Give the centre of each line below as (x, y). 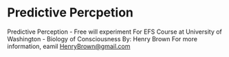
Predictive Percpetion (70, 13)
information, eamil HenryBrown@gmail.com (69, 46)
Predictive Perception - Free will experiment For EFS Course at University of (115, 32)
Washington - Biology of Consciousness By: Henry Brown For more (102, 38)
